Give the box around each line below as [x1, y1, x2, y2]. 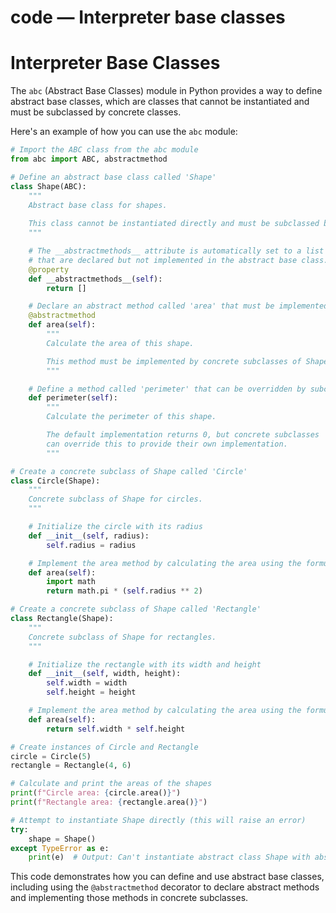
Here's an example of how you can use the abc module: [10, 126, 238, 138]
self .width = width [46, 678, 128, 688]
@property [28, 264, 70, 275]
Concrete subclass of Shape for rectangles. [28, 632, 217, 642]
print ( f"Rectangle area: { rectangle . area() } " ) [10, 797, 208, 807]
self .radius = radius [46, 540, 137, 550]
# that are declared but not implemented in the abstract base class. [28, 255, 329, 265]
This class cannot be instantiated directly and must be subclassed [28, 219, 320, 229]
